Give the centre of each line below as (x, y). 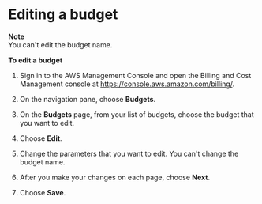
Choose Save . (43, 192)
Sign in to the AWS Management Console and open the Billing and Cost (135, 75)
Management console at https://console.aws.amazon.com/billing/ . (127, 84)
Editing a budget (63, 15)
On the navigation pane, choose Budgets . (88, 99)
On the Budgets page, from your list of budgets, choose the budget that (137, 114)
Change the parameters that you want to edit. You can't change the (129, 153)
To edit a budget (36, 60)
